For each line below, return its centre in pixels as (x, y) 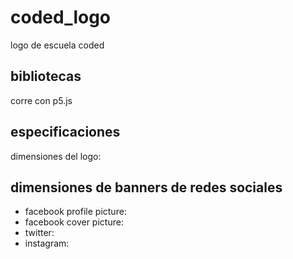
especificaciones (65, 132)
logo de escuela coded (57, 45)
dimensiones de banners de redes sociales (146, 187)
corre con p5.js (41, 100)
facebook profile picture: (75, 212)
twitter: (39, 233)
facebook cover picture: (74, 222)
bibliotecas (46, 76)
